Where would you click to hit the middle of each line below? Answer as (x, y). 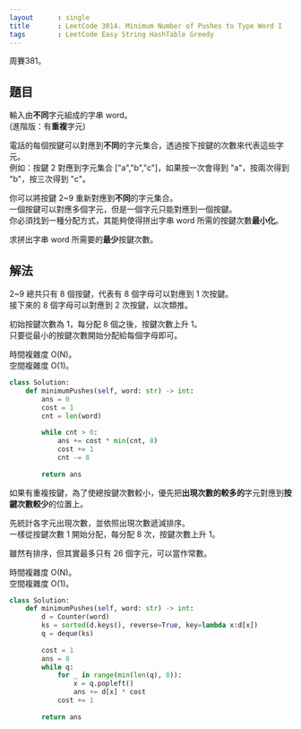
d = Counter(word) (76, 617)
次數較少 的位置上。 (52, 504)
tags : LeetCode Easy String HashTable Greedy (112, 34)
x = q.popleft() (103, 684)
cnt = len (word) (72, 416)
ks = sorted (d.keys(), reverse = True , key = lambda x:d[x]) (150, 625)
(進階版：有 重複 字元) (48, 126)
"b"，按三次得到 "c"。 (50, 179)
